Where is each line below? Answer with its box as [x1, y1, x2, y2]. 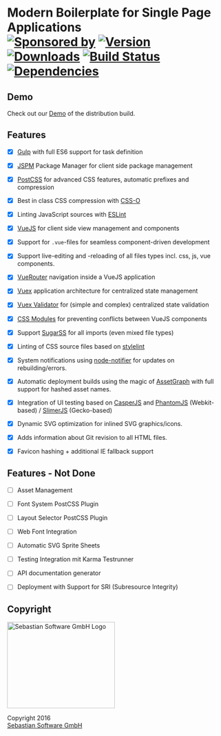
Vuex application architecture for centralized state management [17, 287, 198, 295]
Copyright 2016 [7, 714, 51, 722]
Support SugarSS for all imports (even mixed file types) [17, 328, 174, 336]
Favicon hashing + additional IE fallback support [17, 447, 154, 455]
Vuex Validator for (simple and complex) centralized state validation [17, 300, 209, 309]
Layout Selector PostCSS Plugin [17, 514, 108, 522]
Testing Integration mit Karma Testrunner [17, 555, 134, 563]
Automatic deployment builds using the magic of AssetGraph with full [17, 377, 214, 385]
